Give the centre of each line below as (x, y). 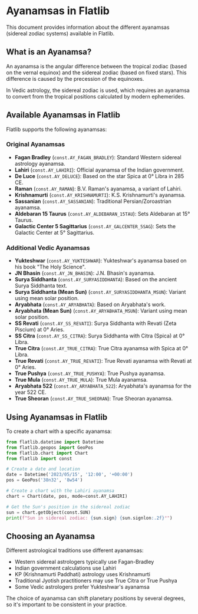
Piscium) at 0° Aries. (39, 330)
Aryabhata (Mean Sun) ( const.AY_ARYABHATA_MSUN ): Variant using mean (101, 311)
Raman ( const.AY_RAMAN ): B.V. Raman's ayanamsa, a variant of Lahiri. (98, 188)
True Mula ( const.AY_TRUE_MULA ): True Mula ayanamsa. (81, 380)
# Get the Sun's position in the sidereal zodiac (68, 507)
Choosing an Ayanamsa (51, 536)
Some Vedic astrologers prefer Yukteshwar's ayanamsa (82, 587)
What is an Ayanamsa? (49, 52)
